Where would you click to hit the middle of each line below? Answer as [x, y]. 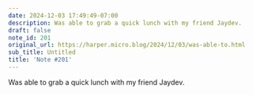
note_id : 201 [30, 38]
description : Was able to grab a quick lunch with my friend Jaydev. [125, 23]
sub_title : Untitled [42, 52]
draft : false [30, 30]
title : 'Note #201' [40, 60]
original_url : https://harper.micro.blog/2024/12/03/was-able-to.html [127, 45]
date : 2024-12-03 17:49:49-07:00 [63, 15]
